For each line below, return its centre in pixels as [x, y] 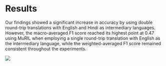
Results [21, 9]
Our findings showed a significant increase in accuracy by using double [79, 22]
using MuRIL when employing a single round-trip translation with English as [83, 38]
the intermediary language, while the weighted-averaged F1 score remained [83, 43]
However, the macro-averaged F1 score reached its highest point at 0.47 [80, 33]
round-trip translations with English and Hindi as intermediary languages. [80, 27]
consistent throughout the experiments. [46, 49]
